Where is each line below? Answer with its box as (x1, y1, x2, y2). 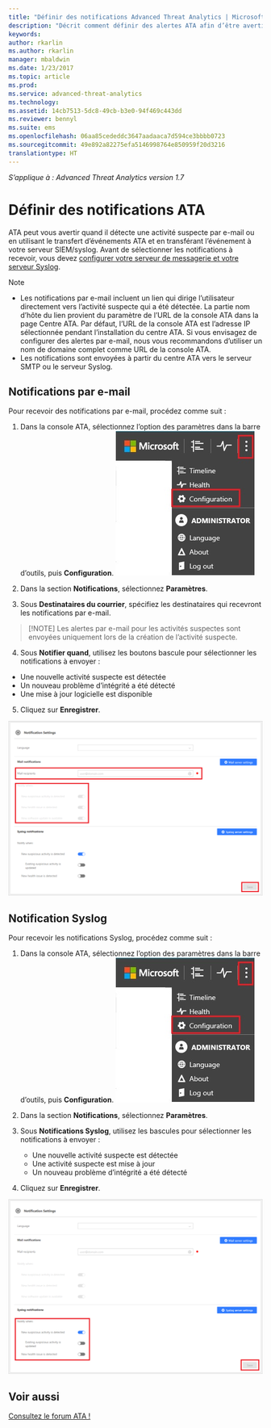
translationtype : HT (8, 149, 78, 157)
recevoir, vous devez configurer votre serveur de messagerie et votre (8, 253, 240, 262)
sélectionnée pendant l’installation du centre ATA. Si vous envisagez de (19, 327, 257, 337)
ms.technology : (8, 98, 60, 107)
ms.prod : (8, 81, 38, 89)
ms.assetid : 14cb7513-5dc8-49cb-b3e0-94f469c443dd (8, 107, 182, 115)
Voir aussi (8, 1389, 60, 1404)
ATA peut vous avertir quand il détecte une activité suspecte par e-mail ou (8, 227, 255, 237)
